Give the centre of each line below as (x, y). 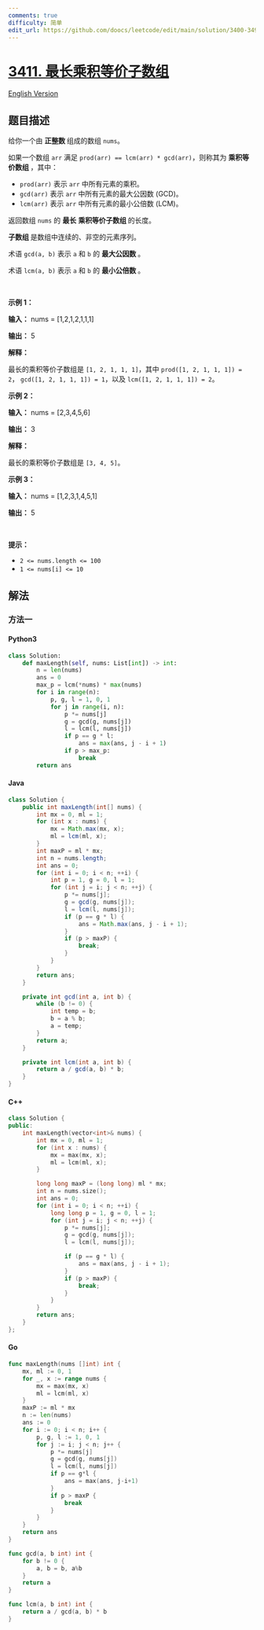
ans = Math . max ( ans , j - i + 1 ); (133, 924)
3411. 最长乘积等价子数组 (89, 71)
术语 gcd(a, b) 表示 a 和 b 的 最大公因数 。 (77, 254)
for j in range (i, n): (87, 707)
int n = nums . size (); (72, 1191)
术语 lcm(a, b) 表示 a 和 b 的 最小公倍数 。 (77, 270)
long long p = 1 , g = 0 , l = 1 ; (103, 1213)
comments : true (33, 15)
